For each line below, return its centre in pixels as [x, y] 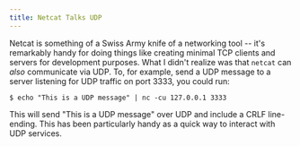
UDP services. [36, 133]
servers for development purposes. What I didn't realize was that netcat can [150, 62]
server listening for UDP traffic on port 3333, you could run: [120, 81]
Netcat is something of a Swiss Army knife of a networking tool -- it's [137, 43]
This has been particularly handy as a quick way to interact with [157, 124]
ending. [23, 124]
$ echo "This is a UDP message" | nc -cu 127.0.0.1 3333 [118, 98]
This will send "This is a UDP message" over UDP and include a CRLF [138, 114]
